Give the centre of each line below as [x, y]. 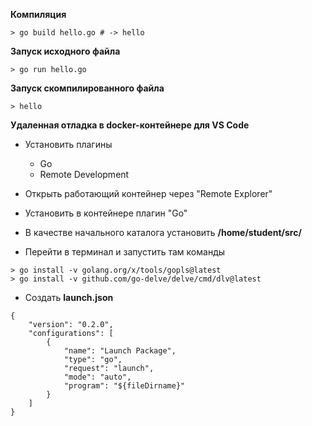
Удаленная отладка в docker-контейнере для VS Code [130, 125]
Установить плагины [68, 144]
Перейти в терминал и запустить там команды [125, 252]
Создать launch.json [69, 297]
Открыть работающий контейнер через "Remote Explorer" [148, 193]
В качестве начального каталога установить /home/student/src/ [163, 232]
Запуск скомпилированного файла [87, 88]
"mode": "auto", [97, 377]
